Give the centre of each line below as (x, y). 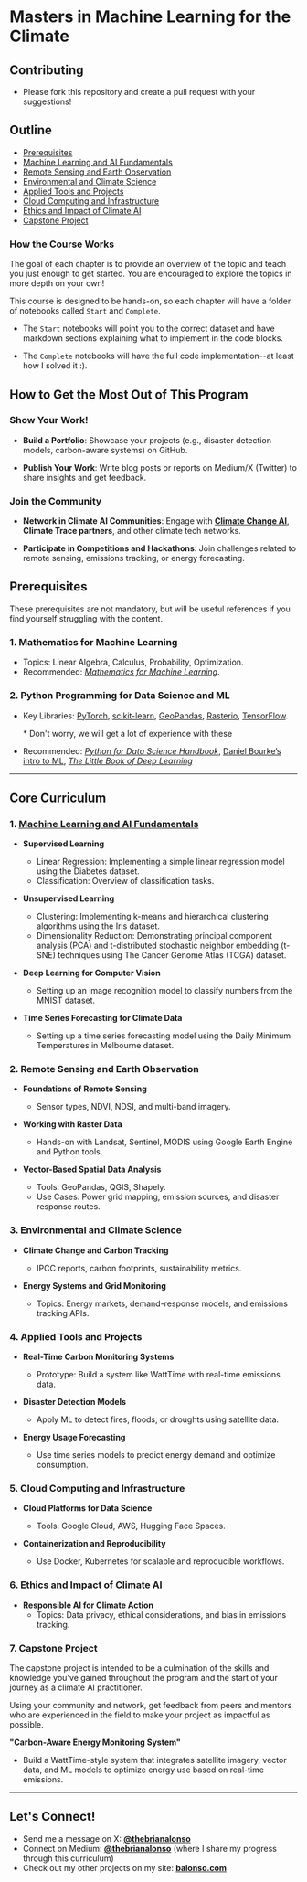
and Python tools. (69, 1152)
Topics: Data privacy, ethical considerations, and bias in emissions (161, 1614)
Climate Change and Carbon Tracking (95, 1250)
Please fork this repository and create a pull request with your (139, 92)
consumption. (62, 1465)
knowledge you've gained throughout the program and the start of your (144, 1677)
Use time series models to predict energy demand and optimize (156, 1455)
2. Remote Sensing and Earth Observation (104, 1069)
